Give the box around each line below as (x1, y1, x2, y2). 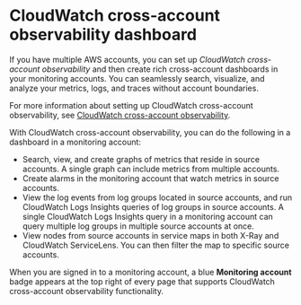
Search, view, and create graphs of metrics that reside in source (22, 153, 261, 164)
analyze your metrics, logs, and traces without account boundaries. (9, 83, 259, 93)
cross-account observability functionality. (9, 285, 164, 296)
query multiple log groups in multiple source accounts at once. (22, 221, 254, 231)
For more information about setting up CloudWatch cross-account (9, 100, 253, 110)
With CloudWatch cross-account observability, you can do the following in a (9, 126, 291, 137)
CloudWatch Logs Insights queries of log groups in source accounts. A (22, 201, 285, 212)
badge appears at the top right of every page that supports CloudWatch (9, 275, 276, 287)
